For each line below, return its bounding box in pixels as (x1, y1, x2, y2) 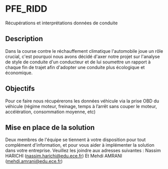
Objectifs (5, 84, 35, 93)
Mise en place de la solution (5, 123, 95, 132)
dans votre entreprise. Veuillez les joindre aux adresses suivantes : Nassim (5, 148, 161, 154)
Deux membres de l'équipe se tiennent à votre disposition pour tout (5, 137, 146, 143)
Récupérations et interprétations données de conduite (5, 20, 118, 26)
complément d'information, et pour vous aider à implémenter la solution (5, 142, 155, 148)
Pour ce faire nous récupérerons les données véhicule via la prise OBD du (5, 97, 159, 104)
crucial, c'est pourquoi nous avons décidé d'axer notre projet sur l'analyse (5, 53, 160, 59)
